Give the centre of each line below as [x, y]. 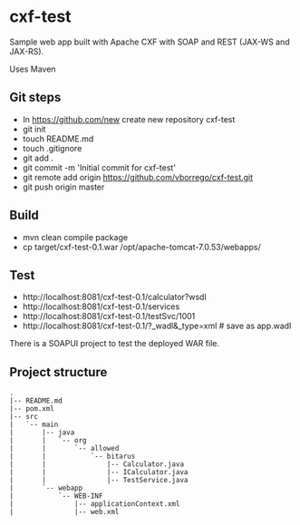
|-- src [24, 417]
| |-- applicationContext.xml [95, 504]
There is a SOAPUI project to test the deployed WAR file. [115, 344]
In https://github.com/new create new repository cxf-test [129, 119]
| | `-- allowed [64, 449]
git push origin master [63, 187]
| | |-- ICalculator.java [99, 472]
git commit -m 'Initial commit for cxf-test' [99, 167]
